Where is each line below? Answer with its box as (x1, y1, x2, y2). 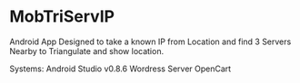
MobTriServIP (9, 6, 115, 27)
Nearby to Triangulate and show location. (9, 45, 165, 56)
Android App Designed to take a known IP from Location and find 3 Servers (9, 36, 292, 47)
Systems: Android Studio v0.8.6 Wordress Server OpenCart (9, 63, 232, 74)
